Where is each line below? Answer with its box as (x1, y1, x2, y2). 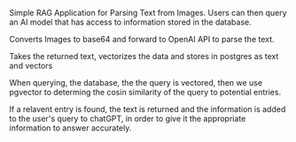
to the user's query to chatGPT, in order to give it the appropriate (9, 114, 246, 123)
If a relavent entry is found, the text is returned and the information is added (9, 104, 286, 114)
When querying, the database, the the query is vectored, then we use (9, 78, 263, 87)
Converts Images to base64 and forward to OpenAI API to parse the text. (9, 34, 275, 44)
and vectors (9, 61, 53, 71)
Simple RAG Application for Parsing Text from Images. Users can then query (9, 8, 287, 18)
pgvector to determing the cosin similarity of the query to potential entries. (9, 87, 282, 97)
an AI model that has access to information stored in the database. (9, 17, 252, 27)
